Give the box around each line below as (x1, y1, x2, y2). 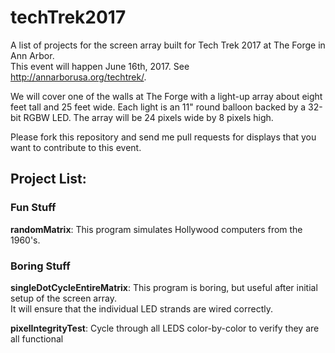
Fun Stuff (10, 201, 57, 215)
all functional (10, 332, 64, 345)
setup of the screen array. (10, 292, 117, 304)
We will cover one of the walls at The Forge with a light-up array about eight (10, 90, 323, 102)
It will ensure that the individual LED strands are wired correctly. (10, 302, 274, 315)
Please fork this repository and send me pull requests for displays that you (10, 131, 317, 143)
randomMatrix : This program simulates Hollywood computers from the (10, 223, 303, 235)
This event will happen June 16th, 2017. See (10, 60, 190, 72)
